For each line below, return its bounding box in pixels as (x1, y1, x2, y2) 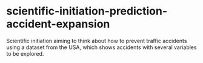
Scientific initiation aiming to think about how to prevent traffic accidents (6, 37, 187, 44)
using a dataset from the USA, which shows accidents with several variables (6, 44, 197, 51)
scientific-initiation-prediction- (6, 4, 168, 18)
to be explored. (6, 50, 44, 57)
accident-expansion (6, 17, 110, 31)
